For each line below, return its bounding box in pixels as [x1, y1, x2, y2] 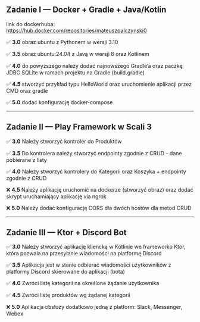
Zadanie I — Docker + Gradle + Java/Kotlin [6, 5, 167, 15]
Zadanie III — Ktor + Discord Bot [6, 227, 127, 237]
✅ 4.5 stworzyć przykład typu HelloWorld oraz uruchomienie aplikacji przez [6, 80, 192, 87]
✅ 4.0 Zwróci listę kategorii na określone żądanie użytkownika [6, 280, 160, 287]
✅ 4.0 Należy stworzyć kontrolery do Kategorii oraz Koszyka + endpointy [6, 168, 186, 175]
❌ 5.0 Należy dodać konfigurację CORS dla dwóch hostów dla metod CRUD [6, 204, 192, 211]
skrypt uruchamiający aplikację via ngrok [6, 193, 107, 200]
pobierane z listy [6, 156, 48, 163]
